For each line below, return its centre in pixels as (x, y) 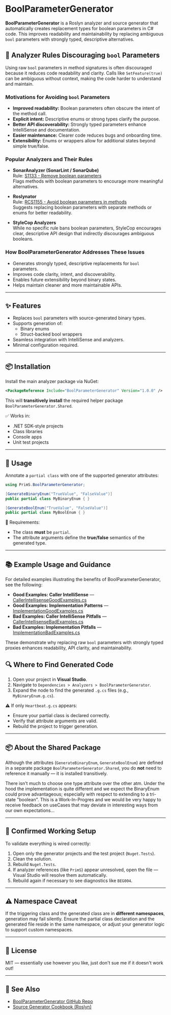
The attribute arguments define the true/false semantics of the (79, 538)
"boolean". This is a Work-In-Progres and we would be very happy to (89, 799)
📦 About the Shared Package (53, 748)
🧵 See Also (23, 989)
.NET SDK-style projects (38, 426)
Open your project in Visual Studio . (50, 679)
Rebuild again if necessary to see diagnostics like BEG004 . (73, 880)
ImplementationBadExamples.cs (46, 632)
